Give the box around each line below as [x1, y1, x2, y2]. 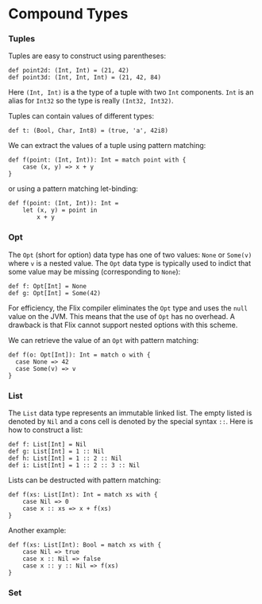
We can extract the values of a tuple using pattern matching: [8, 141, 206, 150]
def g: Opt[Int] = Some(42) [8, 289, 102, 297]
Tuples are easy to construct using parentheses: [8, 51, 167, 60]
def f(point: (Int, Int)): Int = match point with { [8, 156, 187, 164]
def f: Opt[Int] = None [8, 282, 87, 290]
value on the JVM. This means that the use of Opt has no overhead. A [8, 311, 236, 321]
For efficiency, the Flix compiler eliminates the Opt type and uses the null [8, 303, 249, 313]
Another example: [8, 526, 67, 536]
